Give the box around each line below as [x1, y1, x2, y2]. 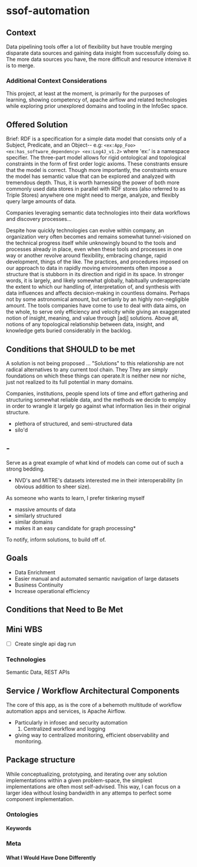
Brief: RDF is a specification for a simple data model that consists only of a [6, 135, 186, 143]
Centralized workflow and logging [23, 725, 106, 732]
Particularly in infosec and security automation [14, 719, 128, 726]
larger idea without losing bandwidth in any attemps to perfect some [6, 789, 172, 796]
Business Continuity [14, 581, 64, 588]
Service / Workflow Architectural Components [6, 686, 180, 696]
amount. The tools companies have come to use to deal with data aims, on [6, 302, 186, 309]
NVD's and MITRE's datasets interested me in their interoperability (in [14, 476, 183, 484]
